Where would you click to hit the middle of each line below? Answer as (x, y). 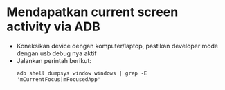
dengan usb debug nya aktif (57, 53)
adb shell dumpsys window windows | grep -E (82, 73)
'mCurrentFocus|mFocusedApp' (58, 79)
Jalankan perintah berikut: (54, 60)
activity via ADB (54, 27)
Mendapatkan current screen (92, 12)
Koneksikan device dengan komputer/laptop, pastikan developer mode (117, 46)
